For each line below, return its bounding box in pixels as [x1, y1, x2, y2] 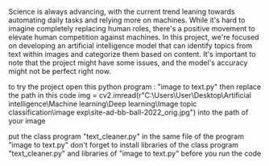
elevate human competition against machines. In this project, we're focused [8, 32, 259, 42]
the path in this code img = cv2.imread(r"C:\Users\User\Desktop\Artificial [8, 91, 252, 99]
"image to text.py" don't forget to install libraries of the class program [8, 140, 239, 149]
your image [8, 116, 46, 125]
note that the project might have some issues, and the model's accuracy [8, 58, 248, 67]
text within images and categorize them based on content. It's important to [8, 50, 256, 59]
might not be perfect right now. [8, 67, 111, 75]
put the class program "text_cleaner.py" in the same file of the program [8, 132, 244, 141]
